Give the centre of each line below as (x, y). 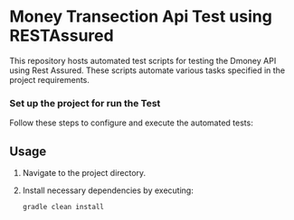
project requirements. (50, 79)
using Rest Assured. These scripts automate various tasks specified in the (147, 70)
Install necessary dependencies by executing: (108, 190)
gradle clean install (63, 207)
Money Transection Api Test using (141, 17)
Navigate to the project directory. (84, 173)
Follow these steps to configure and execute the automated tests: (131, 123)
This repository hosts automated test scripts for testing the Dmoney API (143, 60)
